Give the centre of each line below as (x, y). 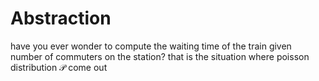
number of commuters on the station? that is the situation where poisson (160, 56)
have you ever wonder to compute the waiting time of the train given (151, 46)
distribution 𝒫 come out (59, 67)
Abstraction (61, 18)
